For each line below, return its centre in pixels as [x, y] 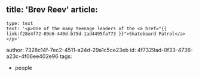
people [24, 68]
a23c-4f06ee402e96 [32, 56]
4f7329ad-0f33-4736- [165, 50]
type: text [20, 23]
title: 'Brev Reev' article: [52, 10]
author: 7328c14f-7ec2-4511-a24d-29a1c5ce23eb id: [71, 50]
